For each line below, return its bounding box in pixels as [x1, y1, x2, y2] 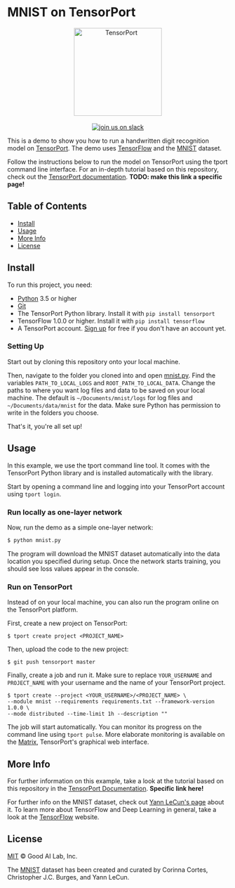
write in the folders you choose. [7, 408, 100, 417]
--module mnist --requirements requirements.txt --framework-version [7, 698, 215, 705]
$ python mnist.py [7, 536, 61, 543]
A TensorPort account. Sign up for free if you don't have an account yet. [17, 324, 227, 333]
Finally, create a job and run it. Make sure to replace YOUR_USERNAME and [7, 671, 213, 679]
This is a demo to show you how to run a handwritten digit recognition [7, 136, 209, 145]
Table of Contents [7, 200, 88, 212]
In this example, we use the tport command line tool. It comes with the [7, 461, 210, 470]
